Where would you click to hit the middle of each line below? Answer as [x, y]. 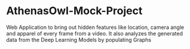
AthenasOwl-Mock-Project [74, 11]
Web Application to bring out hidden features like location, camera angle [95, 27]
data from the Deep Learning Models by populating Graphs [79, 40]
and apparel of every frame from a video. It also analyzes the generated [95, 33]
